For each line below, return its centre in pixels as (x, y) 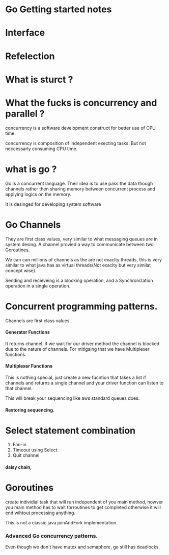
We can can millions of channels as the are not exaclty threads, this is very (83, 259)
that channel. (19, 388)
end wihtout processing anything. (40, 513)
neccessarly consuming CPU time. (41, 149)
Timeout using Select (35, 450)
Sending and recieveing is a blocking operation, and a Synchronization (79, 280)
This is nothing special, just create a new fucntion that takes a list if (76, 377)
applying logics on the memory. (38, 194)
